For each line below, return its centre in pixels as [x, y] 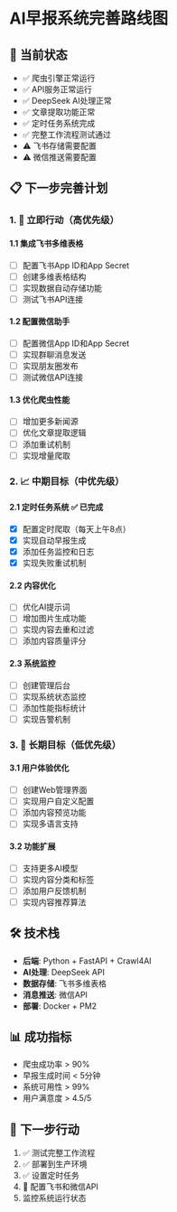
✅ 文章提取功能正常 [59, 112]
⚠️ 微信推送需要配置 [60, 157]
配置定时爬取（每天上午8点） [76, 528]
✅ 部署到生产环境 [55, 1164]
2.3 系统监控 [33, 664]
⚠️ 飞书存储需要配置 [60, 146]
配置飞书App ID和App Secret [76, 265]
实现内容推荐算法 [54, 902]
